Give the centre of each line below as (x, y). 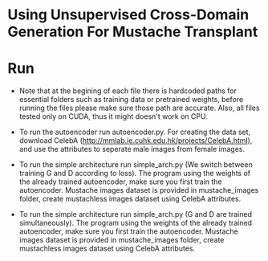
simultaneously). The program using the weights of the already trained (136, 223)
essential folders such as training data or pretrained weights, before (131, 100)
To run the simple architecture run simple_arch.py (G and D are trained (135, 214)
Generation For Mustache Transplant (133, 32)
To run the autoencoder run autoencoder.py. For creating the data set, (135, 132)
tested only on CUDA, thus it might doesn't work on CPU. (113, 116)
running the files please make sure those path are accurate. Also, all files (139, 108)
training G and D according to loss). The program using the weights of (135, 173)
